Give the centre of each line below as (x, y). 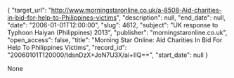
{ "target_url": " (29, 10)
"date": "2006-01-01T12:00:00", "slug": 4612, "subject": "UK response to (113, 25)
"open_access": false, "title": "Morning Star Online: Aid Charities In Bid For (115, 40)
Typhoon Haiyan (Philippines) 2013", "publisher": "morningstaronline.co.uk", (117, 32)
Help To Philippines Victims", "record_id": (67, 47)
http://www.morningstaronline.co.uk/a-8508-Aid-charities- (137, 10)
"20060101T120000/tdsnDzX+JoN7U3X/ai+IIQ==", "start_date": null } (108, 55)
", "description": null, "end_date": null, (171, 18)
